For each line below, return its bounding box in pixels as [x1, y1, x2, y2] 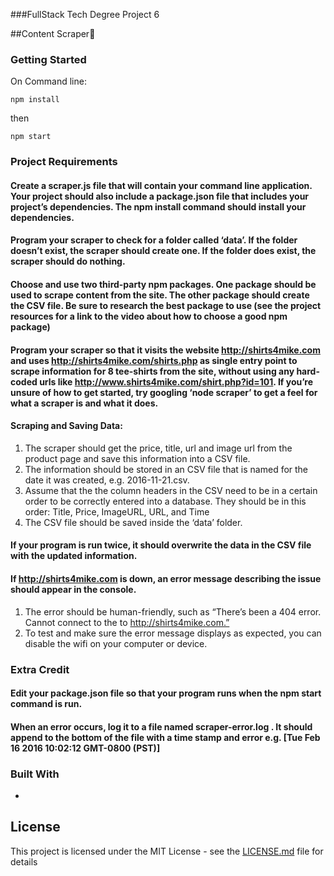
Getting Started [10, 52, 87, 66]
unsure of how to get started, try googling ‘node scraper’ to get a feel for [10, 386, 318, 398]
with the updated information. [10, 550, 138, 562]
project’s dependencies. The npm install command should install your [10, 200, 307, 213]
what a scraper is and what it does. [10, 397, 159, 409]
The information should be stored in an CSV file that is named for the [24, 463, 309, 475]
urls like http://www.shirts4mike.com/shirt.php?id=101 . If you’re [39, 375, 314, 388]
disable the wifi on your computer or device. [24, 637, 208, 649]
